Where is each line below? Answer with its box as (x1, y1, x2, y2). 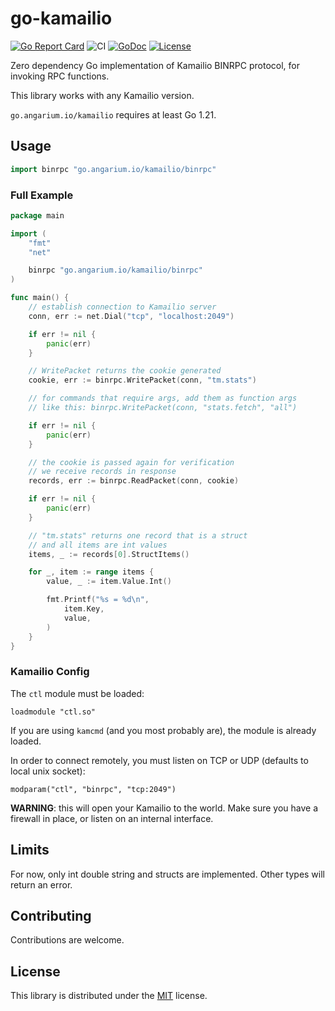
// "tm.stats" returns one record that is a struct (28, 530, 248, 541)
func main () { (10, 293, 70, 303)
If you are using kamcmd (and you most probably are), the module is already (10, 724, 317, 736)
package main (10, 210, 65, 221)
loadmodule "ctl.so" (10, 707, 97, 717)
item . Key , (63, 604, 105, 614)
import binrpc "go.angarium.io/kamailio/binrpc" (10, 164, 217, 174)
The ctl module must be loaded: (10, 687, 145, 699)
